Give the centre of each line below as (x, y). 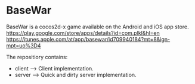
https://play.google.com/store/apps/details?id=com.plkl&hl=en (83, 33)
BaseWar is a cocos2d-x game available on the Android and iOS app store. (97, 27)
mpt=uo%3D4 (24, 46)
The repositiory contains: (37, 57)
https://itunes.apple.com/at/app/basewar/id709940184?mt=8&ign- (88, 39)
